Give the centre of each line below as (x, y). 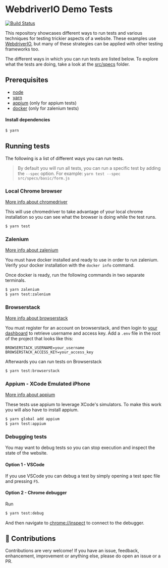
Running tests (28, 146)
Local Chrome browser (34, 191)
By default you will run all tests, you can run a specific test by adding (89, 168)
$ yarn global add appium (32, 419)
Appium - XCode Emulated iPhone (48, 384)
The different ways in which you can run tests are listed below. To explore (82, 58)
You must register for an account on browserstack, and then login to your (81, 328)
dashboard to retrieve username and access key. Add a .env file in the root (83, 333)
